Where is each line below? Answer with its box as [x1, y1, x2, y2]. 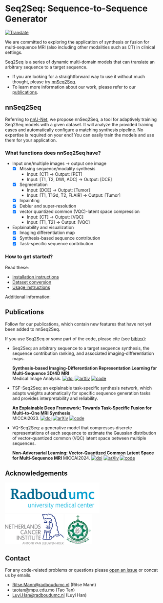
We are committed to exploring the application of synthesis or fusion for [5, 39, 150, 45]
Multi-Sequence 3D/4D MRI [12, 370, 70, 376]
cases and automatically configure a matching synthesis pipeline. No [5, 127, 143, 133]
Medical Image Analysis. [12, 375, 61, 381]
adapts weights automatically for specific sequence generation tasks [12, 390, 151, 396]
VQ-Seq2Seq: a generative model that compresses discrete [12, 424, 132, 431]
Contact [5, 554, 30, 562]
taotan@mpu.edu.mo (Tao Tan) [12, 587, 75, 593]
